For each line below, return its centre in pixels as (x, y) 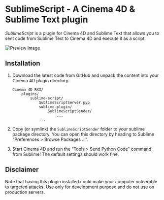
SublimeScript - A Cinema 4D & (70, 9)
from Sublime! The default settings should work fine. (66, 154)
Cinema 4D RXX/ (28, 90)
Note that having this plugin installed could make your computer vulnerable (81, 181)
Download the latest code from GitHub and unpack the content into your (85, 75)
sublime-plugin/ (55, 107)
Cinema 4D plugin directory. (41, 80)
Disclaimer (22, 170)
